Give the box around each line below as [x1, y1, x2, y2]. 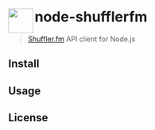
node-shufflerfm [34, 8, 148, 26]
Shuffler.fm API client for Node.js [27, 34, 136, 44]
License [8, 111, 48, 124]
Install [8, 57, 40, 71]
